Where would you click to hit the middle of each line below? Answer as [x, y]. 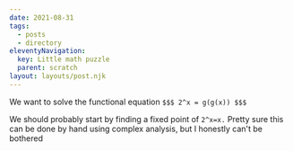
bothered [26, 138]
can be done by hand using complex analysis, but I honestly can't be [136, 129]
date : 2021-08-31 [42, 18]
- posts [32, 34]
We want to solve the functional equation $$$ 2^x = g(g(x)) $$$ [128, 102]
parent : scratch [47, 68]
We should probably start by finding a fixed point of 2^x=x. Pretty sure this [146, 119]
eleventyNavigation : [48, 51]
